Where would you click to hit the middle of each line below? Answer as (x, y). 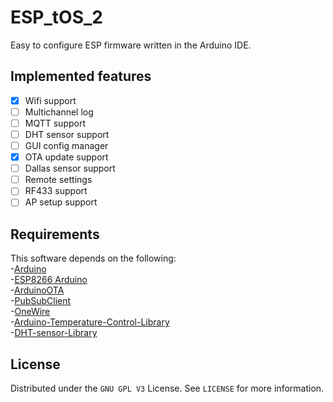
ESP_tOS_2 (56, 17)
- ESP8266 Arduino (49, 280)
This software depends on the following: (93, 258)
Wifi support (50, 100)
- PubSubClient (41, 301)
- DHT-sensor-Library (54, 333)
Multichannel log (59, 112)
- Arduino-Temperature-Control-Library (90, 322)
